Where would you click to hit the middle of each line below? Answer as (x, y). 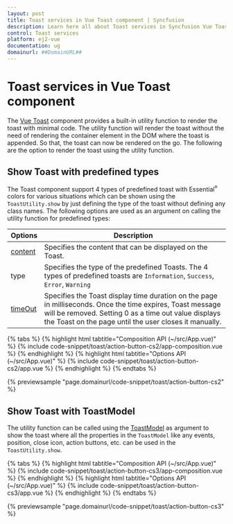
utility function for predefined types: (59, 219)
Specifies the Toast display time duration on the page (131, 296)
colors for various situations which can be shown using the (91, 196)
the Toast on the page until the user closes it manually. (133, 322)
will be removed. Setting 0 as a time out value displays (132, 313)
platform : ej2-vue (34, 40)
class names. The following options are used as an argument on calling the (114, 211)
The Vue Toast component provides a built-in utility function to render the (112, 120)
